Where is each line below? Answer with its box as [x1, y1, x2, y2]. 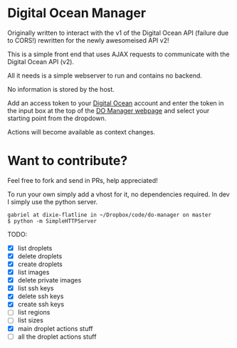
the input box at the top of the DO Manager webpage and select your [7, 106, 210, 115]
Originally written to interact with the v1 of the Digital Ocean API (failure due [7, 28, 229, 37]
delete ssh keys [17, 292, 64, 300]
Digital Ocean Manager [7, 5, 147, 21]
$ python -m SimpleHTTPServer [7, 217, 98, 225]
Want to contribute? [7, 153, 128, 169]
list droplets [17, 243, 53, 252]
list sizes [17, 316, 44, 325]
